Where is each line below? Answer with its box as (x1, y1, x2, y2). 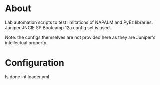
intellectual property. (5, 39, 48, 45)
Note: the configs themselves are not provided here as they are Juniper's (5, 34, 156, 40)
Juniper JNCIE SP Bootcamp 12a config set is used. (5, 24, 111, 30)
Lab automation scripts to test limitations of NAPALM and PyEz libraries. (5, 19, 153, 25)
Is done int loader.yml (5, 73, 50, 80)
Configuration (5, 57, 65, 69)
